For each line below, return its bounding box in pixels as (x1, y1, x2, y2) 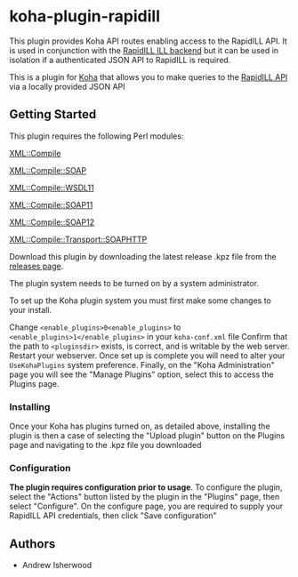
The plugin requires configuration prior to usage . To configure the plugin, (9, 482, 283, 493)
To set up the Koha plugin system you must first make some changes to (9, 295, 271, 306)
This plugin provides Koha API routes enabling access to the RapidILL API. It (9, 36, 287, 46)
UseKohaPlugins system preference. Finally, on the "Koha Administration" (9, 359, 276, 370)
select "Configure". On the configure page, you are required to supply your (9, 501, 283, 512)
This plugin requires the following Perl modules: (9, 131, 184, 141)
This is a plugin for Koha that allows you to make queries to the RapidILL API (9, 71, 288, 82)
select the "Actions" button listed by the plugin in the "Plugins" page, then (9, 492, 280, 502)
